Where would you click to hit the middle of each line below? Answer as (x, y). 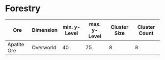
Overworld (44, 47)
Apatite (16, 44)
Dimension (45, 30)
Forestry (23, 9)
